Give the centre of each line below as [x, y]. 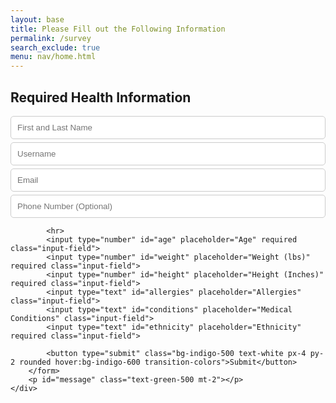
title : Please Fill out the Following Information [118, 29]
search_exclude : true [55, 47]
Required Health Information [101, 97]
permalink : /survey [51, 38]
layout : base [37, 19]
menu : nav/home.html [53, 57]
